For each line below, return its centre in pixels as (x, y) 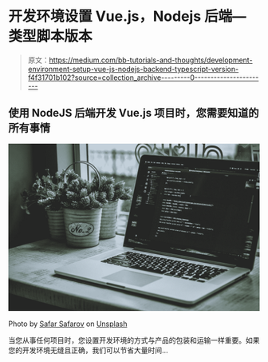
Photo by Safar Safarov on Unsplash (68, 324)
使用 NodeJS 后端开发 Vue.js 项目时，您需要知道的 (134, 113)
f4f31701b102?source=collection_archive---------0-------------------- (143, 78)
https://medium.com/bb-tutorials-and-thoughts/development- (151, 60)
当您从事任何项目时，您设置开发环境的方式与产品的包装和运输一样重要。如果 (134, 340)
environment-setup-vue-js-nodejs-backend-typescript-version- (133, 69)
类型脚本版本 (51, 36)
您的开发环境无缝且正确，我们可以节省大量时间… (89, 350)
